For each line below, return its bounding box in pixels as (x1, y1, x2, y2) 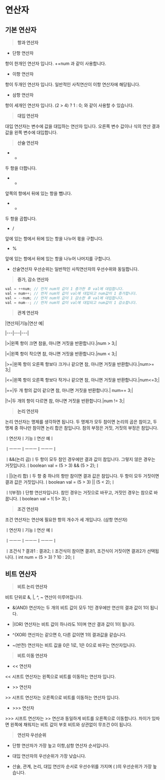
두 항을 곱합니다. (5, 216, 37, 222)
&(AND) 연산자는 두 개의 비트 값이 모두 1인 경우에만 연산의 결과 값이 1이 (12, 605, 149, 611)
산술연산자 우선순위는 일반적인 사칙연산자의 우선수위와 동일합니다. (12, 266, 139, 272)
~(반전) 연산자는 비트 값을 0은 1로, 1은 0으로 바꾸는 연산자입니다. (12, 642, 136, 648)
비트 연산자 (5, 570, 37, 578)
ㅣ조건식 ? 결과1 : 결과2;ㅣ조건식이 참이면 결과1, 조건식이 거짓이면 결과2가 (5, 548, 146, 554)
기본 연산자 (5, 26, 37, 34)
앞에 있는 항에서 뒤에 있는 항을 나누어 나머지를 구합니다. (5, 256, 112, 261)
